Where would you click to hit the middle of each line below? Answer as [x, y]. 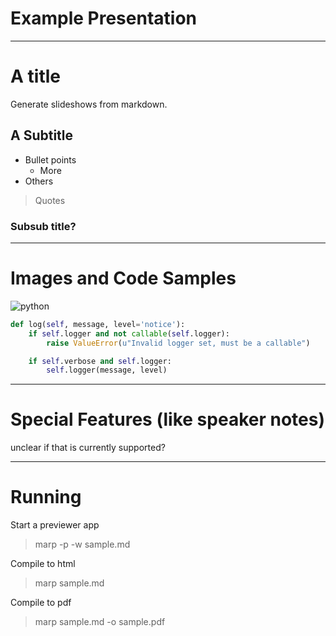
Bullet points [50, 159]
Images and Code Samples [123, 278]
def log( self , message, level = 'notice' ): [98, 324]
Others [39, 181]
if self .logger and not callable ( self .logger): [129, 333]
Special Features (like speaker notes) [167, 419]
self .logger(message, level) [107, 370]
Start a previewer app [55, 525]
